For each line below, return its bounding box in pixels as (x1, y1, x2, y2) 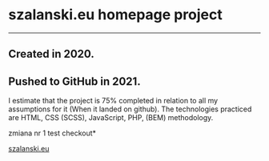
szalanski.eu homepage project (8, 6, 223, 24)
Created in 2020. (8, 47, 94, 61)
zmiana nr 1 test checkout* (8, 128, 97, 138)
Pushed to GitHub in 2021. (8, 74, 142, 88)
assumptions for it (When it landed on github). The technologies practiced (8, 104, 252, 114)
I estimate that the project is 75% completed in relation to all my (8, 96, 219, 106)
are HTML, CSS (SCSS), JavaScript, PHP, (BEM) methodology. (8, 113, 214, 123)
